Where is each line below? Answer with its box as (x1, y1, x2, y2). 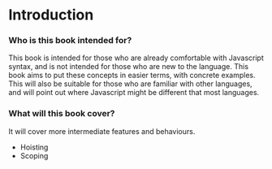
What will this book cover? (8, 108, 115, 119)
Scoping (19, 150, 49, 160)
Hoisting (19, 142, 49, 152)
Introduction (8, 6, 94, 24)
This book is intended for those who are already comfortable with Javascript (8, 53, 264, 63)
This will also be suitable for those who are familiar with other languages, (8, 79, 253, 89)
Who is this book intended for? (8, 35, 132, 46)
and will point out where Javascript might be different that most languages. (8, 88, 260, 97)
